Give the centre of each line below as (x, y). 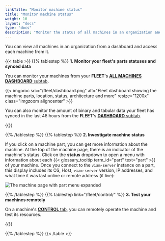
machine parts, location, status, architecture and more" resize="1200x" (77, 96)
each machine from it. (27, 52)
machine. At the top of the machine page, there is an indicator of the (74, 149)
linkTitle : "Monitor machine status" (44, 10)
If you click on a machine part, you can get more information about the (76, 144)
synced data (18, 66)
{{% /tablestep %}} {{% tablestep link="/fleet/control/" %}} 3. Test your (78, 195)
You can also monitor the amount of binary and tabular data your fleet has (80, 110)
